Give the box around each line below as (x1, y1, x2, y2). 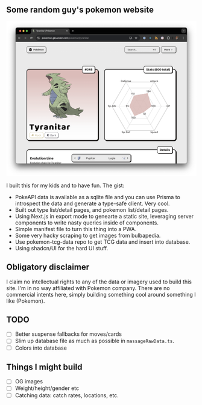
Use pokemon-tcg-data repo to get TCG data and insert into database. (14, 238, 191, 246)
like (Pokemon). (6, 297, 45, 305)
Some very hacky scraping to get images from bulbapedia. (14, 232, 161, 239)
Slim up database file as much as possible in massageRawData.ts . (14, 337, 175, 345)
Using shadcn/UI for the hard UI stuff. (14, 244, 109, 252)
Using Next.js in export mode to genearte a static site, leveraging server (14, 212, 194, 220)
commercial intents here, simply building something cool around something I (6, 291, 196, 298)
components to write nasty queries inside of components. (14, 219, 159, 226)
